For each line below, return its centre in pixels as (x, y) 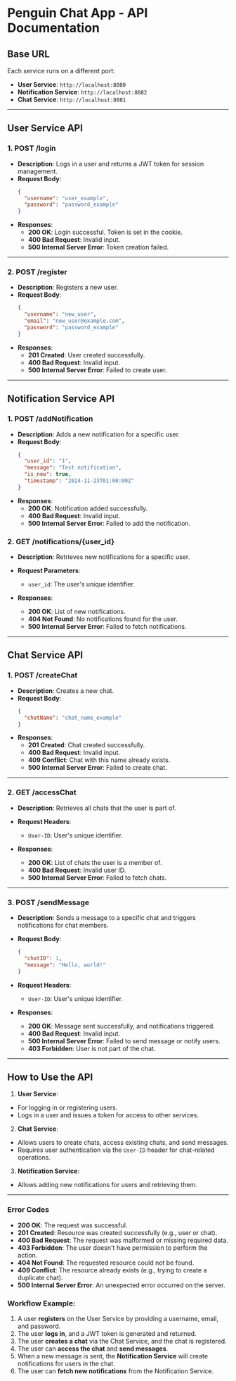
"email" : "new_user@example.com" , (74, 321)
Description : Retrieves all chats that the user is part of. (97, 808)
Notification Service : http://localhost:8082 (82, 92)
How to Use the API (50, 1077)
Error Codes (28, 1210)
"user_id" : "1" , (48, 461)
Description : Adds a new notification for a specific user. (99, 434)
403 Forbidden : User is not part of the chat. (92, 1048)
